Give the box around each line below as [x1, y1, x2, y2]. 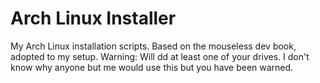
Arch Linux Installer [10, 7, 177, 30]
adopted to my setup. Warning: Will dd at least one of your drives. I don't [10, 50, 310, 62]
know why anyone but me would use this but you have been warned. [10, 61, 294, 73]
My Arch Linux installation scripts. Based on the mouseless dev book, [10, 40, 297, 52]
